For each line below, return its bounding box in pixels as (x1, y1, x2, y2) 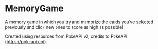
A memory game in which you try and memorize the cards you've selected (5, 19, 154, 25)
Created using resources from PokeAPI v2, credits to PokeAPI (5, 33, 128, 39)
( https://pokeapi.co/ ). (5, 38, 47, 44)
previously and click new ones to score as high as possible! (5, 24, 123, 30)
